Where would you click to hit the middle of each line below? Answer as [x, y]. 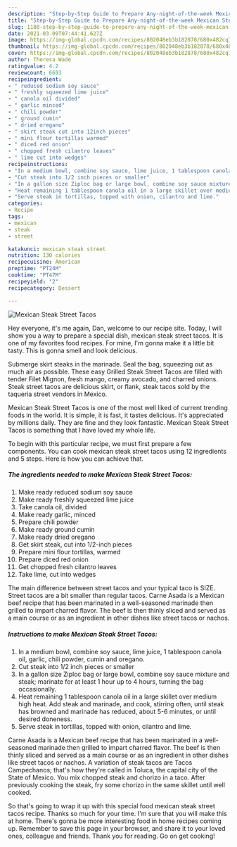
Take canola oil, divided [52, 507]
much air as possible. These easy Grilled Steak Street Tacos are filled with [115, 371]
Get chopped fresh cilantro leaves [67, 567]
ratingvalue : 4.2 [33, 66]
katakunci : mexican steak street [57, 249]
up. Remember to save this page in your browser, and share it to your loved [117, 829]
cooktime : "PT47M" [35, 275]
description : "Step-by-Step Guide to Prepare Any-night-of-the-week [110, 14]
